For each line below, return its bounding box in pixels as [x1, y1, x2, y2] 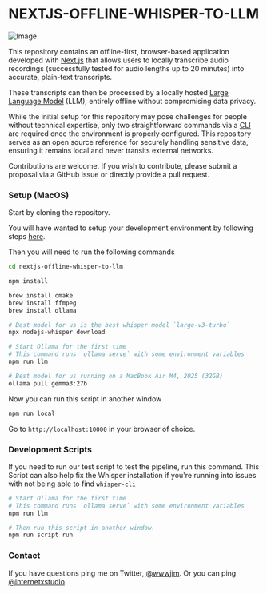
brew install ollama [8, 306, 78, 314]
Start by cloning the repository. [8, 208, 110, 217]
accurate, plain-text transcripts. [8, 72, 113, 82]
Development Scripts [8, 444, 92, 455]
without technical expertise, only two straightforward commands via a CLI [8, 120, 251, 130]
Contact [8, 550, 41, 561]
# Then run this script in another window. [8, 524, 156, 532]
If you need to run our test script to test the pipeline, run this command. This [8, 461, 260, 472]
